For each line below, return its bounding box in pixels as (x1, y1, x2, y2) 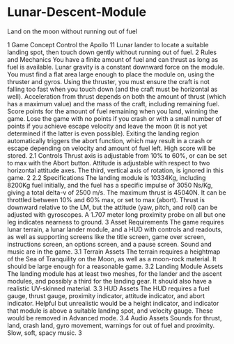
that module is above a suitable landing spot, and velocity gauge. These (7, 306, 214, 315)
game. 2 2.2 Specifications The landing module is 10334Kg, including (7, 173, 206, 181)
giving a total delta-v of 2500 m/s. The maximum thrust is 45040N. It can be (7, 188, 226, 197)
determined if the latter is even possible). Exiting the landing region (7, 129, 200, 138)
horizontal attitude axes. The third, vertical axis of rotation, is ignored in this (7, 166, 224, 174)
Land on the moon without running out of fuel (7, 27, 138, 35)
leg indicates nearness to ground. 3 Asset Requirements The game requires (7, 218, 224, 226)
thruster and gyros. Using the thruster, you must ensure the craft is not (7, 77, 210, 85)
